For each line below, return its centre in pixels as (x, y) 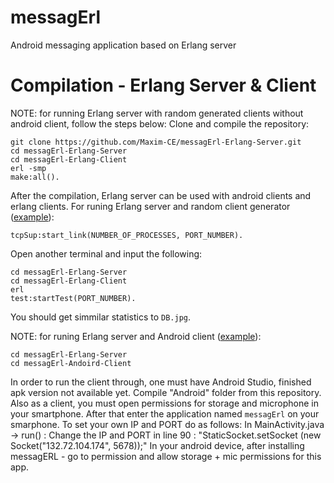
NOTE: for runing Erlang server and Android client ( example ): (136, 336)
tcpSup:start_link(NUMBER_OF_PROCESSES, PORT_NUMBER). (127, 235)
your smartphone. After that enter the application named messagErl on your (165, 413)
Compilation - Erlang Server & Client (163, 85)
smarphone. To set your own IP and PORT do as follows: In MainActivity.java (167, 424)
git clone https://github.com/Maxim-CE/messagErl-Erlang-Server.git (156, 142)
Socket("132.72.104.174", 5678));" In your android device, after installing (157, 445)
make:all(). (35, 177)
